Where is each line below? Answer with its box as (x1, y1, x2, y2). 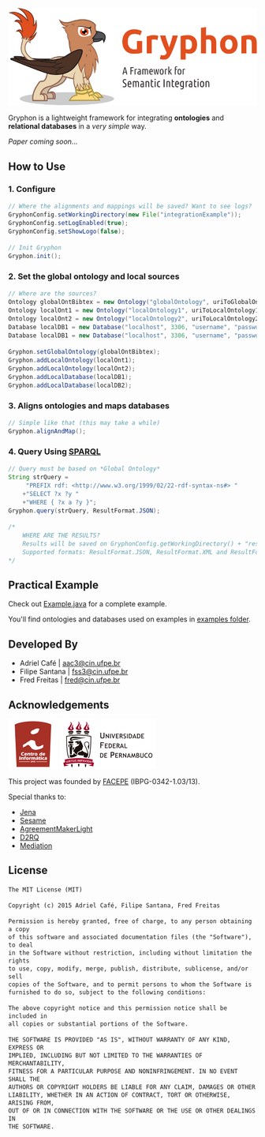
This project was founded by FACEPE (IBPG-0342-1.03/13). (8, 777, 200, 786)
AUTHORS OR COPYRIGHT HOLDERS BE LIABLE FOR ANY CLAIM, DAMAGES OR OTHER (8, 1083, 256, 1091)
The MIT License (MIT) (8, 885, 83, 894)
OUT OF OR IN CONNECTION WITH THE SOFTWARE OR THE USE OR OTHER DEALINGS (8, 1106, 256, 1115)
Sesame (19, 816, 47, 825)
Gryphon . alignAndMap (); (8, 427, 87, 435)
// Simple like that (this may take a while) (8, 419, 160, 427)
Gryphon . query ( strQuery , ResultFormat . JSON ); (8, 506, 160, 515)
